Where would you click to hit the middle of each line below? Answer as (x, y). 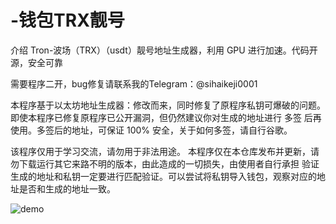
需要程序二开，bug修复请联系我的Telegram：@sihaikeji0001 (134, 83)
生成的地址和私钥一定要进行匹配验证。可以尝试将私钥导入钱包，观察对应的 (163, 176)
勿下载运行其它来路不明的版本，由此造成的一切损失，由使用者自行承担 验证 (165, 163)
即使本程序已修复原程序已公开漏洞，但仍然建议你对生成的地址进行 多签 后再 (166, 117)
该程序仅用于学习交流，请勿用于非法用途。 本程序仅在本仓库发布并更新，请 (165, 151)
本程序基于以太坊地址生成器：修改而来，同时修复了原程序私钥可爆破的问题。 (168, 105)
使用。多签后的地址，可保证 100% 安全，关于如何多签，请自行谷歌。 (151, 130)
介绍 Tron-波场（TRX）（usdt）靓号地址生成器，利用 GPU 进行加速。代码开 (164, 50)
